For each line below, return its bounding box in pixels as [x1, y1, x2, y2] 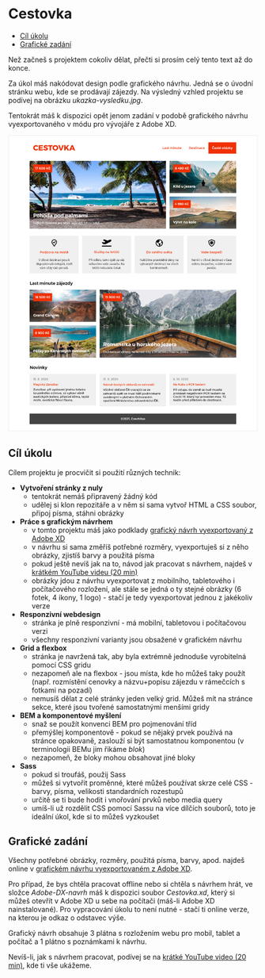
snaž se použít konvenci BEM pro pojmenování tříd [31, 719, 197, 728]
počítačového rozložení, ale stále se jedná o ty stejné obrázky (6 [31, 584, 242, 593]
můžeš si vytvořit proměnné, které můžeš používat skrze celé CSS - [31, 778, 253, 788]
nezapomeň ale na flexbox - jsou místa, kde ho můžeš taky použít [31, 668, 246, 678]
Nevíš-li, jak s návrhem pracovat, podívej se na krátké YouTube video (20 [8, 953, 247, 962]
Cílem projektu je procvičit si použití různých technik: [8, 467, 181, 477]
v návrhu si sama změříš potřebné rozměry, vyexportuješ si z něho [31, 542, 249, 551]
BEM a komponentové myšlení [19, 711, 122, 720]
